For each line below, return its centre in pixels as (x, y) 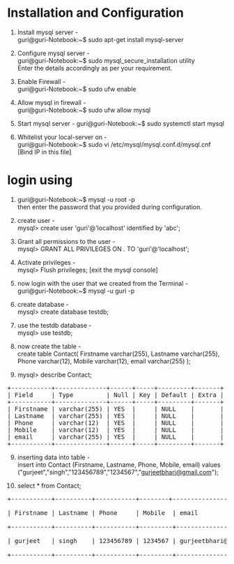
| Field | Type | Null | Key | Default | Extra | (116, 395)
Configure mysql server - (53, 53)
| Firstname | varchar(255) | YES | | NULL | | (116, 409)
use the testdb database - (54, 325)
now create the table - (49, 346)
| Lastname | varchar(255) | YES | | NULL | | (116, 416)
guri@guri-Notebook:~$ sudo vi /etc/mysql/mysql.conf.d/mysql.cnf (114, 144)
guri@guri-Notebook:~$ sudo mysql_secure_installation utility (106, 60)
